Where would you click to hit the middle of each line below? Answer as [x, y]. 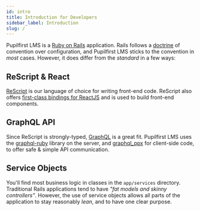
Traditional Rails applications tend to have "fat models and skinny [87, 189]
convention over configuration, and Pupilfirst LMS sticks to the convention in [100, 52]
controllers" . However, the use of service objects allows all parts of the [93, 195]
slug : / [16, 28]
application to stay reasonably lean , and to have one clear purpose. [89, 201]
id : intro [19, 12]
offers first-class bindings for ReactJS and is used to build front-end [90, 97]
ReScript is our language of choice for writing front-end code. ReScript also [99, 91]
